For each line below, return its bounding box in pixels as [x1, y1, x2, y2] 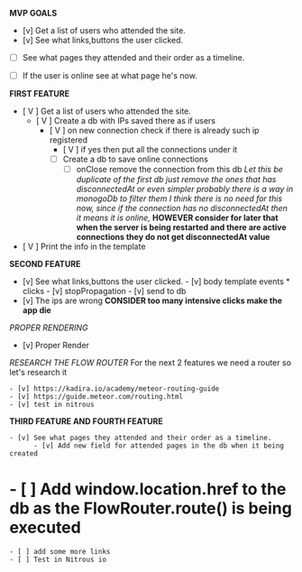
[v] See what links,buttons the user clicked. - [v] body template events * [22, 276, 290, 287]
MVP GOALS [9, 8, 58, 18]
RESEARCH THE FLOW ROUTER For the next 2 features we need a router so [9, 357, 291, 368]
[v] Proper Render [22, 340, 90, 351]
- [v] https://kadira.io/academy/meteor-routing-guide [9, 384, 220, 393]
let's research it [9, 367, 68, 378]
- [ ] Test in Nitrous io [9, 555, 106, 565]
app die [22, 305, 51, 316]
